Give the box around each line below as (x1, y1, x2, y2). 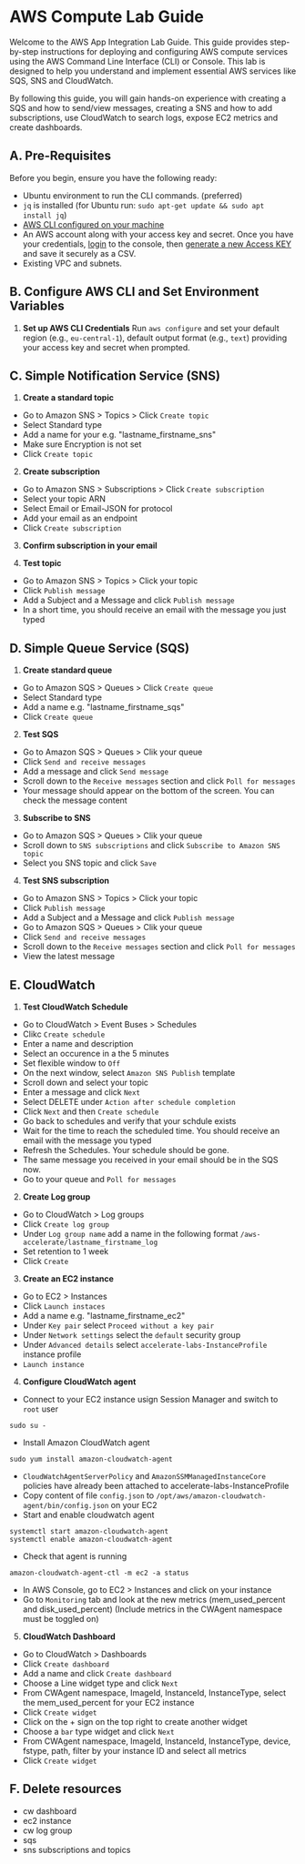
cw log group (22, 1825, 73, 1836)
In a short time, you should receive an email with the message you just (22, 604, 287, 615)
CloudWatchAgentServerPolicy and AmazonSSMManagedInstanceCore (22, 1471, 267, 1481)
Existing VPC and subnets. (22, 258, 123, 268)
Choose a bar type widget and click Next (22, 1727, 175, 1737)
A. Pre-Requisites (9, 148, 112, 164)
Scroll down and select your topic (22, 1077, 148, 1088)
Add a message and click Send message (22, 766, 169, 777)
